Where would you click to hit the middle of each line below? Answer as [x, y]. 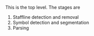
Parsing [21, 28]
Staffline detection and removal [46, 17]
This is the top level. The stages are [43, 7]
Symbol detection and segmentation [51, 23]
